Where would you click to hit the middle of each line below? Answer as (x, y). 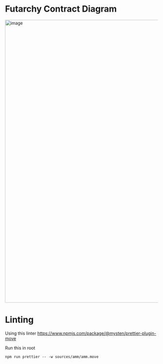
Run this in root (20, 348)
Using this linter (21, 333)
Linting (19, 320)
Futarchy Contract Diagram (61, 9)
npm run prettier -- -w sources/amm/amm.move (52, 357)
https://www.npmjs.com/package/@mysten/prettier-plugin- (97, 333)
